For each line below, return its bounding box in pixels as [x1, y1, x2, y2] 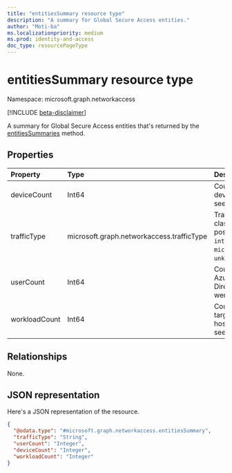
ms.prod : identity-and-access [7, 36, 95, 43]
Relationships [7, 351, 68, 363]
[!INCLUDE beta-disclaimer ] [7, 108, 86, 116]
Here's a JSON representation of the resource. [7, 407, 139, 416]
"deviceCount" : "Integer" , [13, 447, 91, 454]
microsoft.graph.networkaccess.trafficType [67, 231, 208, 241]
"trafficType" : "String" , [13, 434, 88, 441]
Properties [7, 149, 54, 161]
